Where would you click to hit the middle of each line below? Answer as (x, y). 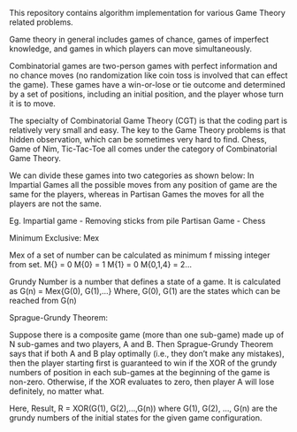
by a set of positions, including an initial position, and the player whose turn (147, 94)
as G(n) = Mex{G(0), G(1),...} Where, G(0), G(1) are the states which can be (145, 291)
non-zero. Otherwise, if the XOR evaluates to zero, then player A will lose (142, 382)
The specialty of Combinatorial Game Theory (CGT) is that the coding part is (148, 120)
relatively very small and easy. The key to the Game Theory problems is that (147, 130)
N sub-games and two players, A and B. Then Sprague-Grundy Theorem (141, 344)
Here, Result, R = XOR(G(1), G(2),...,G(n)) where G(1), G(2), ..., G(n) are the (144, 408)
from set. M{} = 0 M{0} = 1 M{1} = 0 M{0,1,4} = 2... (101, 264)
